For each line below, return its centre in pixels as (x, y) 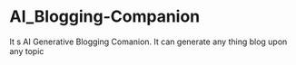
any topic (27, 51)
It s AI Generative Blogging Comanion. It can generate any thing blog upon (148, 42)
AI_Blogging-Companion (105, 17)
